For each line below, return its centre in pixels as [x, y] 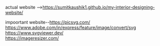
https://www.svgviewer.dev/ [35, 33]
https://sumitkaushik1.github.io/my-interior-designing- [98, 7]
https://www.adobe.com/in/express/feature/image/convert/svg [71, 27]
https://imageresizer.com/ [32, 38]
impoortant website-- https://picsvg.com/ [48, 22]
